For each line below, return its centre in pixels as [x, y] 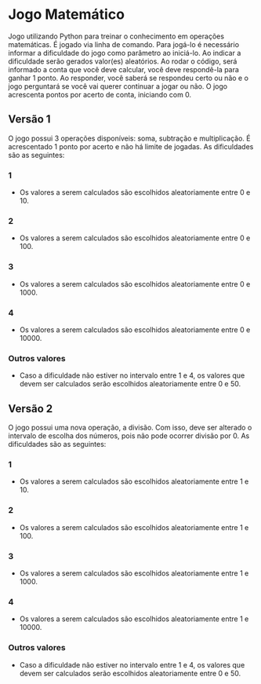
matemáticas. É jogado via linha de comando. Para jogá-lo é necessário [124, 44]
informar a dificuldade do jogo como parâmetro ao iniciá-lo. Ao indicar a [125, 53]
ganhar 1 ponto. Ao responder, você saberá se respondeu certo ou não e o [129, 78]
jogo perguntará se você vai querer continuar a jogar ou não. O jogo [118, 86]
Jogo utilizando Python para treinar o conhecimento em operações [116, 36]
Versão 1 [29, 119]
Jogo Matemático [67, 15]
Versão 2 [31, 409]
